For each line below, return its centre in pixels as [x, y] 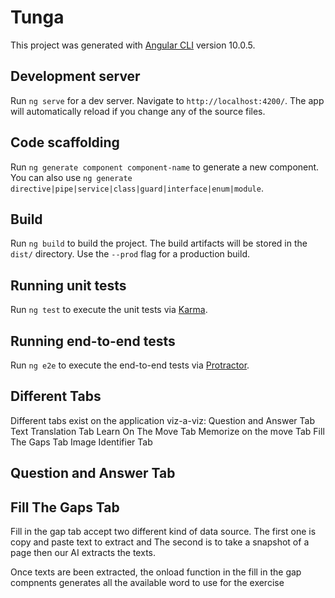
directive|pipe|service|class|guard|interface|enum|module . [137, 188]
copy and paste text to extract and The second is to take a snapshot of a [160, 542]
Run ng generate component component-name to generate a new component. [165, 167]
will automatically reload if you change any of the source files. [138, 111]
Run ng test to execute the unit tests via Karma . [109, 310]
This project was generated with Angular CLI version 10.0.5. [133, 45]
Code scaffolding [65, 142]
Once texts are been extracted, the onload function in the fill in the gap [156, 572]
